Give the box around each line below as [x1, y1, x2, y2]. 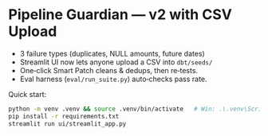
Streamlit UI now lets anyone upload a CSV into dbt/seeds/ [19, 57, 213, 67]
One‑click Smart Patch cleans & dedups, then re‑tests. [19, 65, 198, 75]
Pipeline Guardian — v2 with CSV [8, 6, 233, 24]
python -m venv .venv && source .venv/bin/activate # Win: [8, 105, 216, 113]
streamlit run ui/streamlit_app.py [8, 119, 127, 128]
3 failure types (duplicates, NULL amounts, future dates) [19, 49, 205, 58]
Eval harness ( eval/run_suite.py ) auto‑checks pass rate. [19, 74, 207, 84]
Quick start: [8, 89, 46, 99]
